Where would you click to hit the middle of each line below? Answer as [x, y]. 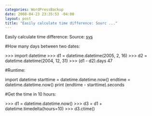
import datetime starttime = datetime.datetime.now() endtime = [68, 80]
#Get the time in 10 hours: [31, 94]
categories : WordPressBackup [34, 9]
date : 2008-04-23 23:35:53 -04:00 [40, 14]
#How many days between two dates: [43, 46]
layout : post [18, 18]
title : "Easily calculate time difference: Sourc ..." [61, 23]
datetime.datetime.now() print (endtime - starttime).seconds [65, 85]
